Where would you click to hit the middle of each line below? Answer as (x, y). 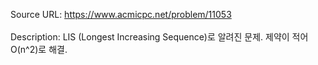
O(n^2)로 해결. (39, 49)
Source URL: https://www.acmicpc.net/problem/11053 (121, 14)
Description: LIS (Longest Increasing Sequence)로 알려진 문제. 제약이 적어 (159, 37)
